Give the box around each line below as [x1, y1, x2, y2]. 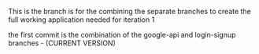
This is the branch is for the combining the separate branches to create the [8, 7, 252, 16]
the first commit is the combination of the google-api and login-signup [8, 31, 236, 39]
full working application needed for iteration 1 [8, 15, 155, 24]
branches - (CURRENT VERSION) [8, 38, 117, 48]
